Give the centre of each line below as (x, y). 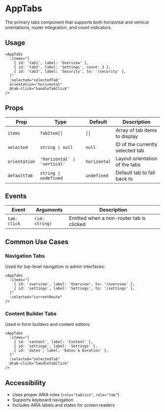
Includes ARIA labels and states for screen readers (63, 405)
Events (16, 196)
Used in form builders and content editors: (48, 324)
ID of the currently (137, 144)
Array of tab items (136, 130)
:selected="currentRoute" (36, 297)
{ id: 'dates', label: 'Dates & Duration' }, (61, 351)
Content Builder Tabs (31, 314)
